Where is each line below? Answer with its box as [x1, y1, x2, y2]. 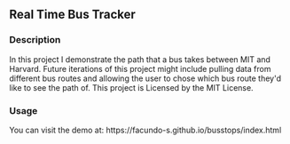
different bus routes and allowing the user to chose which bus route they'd [9, 73, 282, 84]
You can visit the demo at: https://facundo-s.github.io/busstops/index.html [9, 124, 282, 135]
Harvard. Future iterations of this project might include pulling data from [9, 63, 271, 74]
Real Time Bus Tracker [9, 7, 136, 22]
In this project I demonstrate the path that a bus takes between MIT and [9, 53, 270, 65]
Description [9, 34, 61, 46]
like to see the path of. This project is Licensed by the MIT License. [9, 82, 255, 92]
